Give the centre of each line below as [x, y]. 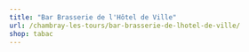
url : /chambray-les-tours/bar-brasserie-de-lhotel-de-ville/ [125, 26]
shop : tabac [31, 33]
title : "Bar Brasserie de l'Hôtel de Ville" [93, 17]
